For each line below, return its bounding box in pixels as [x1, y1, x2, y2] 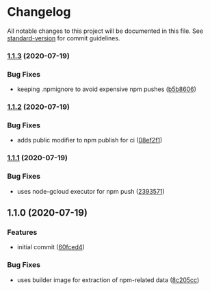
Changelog [7, 4, 71, 20]
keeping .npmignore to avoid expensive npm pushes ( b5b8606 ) [16, 85, 197, 93]
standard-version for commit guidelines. [7, 34, 120, 42]
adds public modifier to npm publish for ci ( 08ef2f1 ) [16, 136, 163, 144]
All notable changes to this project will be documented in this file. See [7, 27, 204, 35]
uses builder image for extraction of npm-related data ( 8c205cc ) [16, 275, 200, 284]
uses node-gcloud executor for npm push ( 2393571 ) [16, 187, 166, 195]
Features [7, 227, 38, 237]
